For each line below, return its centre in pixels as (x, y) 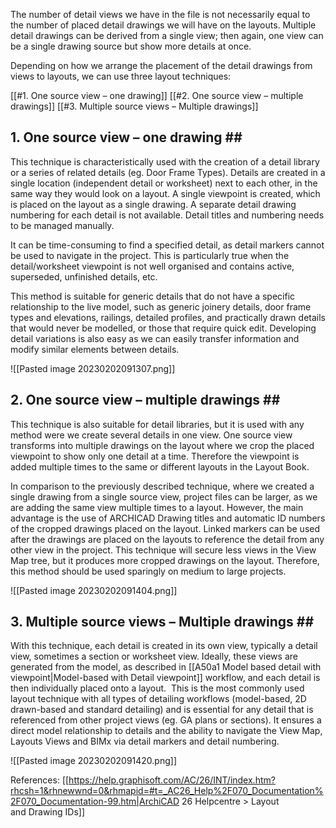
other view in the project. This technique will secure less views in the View (163, 550)
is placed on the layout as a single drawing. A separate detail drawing (153, 204)
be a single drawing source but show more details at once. (131, 46)
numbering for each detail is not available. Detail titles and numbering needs (167, 215)
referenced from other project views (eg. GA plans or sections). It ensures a (166, 720)
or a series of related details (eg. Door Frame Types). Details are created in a (168, 172)
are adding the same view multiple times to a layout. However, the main (157, 507)
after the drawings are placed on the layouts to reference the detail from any (167, 539)
